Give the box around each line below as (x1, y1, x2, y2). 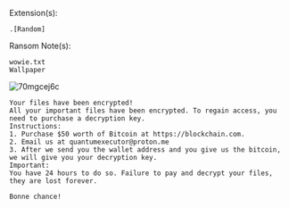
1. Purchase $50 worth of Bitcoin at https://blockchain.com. (9, 129, 245, 138)
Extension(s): (9, 8, 58, 18)
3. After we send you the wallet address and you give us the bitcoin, (9, 146, 281, 154)
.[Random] (9, 25, 46, 34)
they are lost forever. (9, 177, 98, 186)
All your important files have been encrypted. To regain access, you (9, 106, 277, 115)
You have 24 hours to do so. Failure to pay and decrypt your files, (9, 169, 274, 178)
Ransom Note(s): (9, 40, 71, 51)
